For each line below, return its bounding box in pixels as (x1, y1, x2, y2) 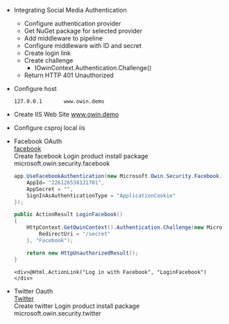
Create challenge (24, 56, 74, 65)
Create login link (24, 49, 71, 57)
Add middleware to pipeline (24, 34, 103, 42)
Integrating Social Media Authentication (13, 6, 127, 14)
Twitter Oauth (13, 286, 53, 295)
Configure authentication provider (24, 19, 121, 27)
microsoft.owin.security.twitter (13, 309, 102, 317)
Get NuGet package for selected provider (24, 27, 143, 35)
